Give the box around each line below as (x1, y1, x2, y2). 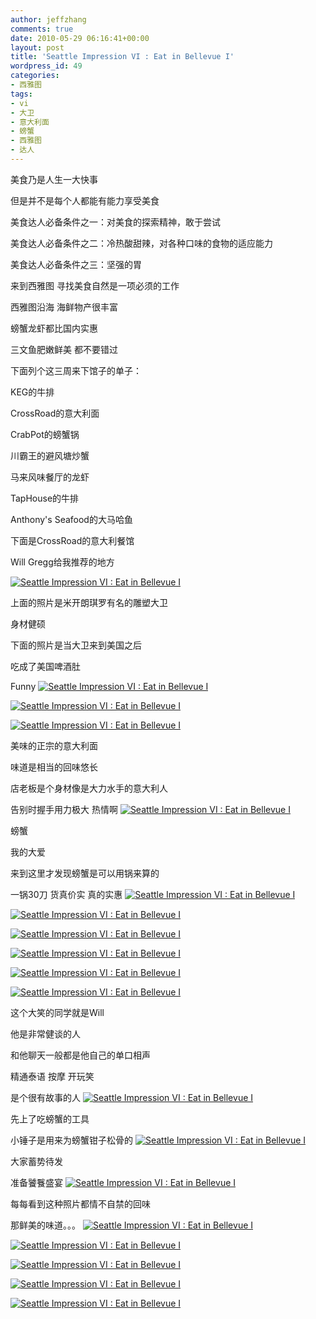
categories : (10, 71, 60, 81)
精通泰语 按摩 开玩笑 (10, 1070, 95, 1082)
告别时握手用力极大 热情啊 (10, 803, 118, 815)
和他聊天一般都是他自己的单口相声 (10, 1049, 151, 1061)
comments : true (10, 24, 74, 34)
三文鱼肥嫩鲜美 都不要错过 (10, 343, 118, 355)
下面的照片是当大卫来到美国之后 (10, 639, 142, 651)
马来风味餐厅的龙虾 (10, 471, 90, 483)
